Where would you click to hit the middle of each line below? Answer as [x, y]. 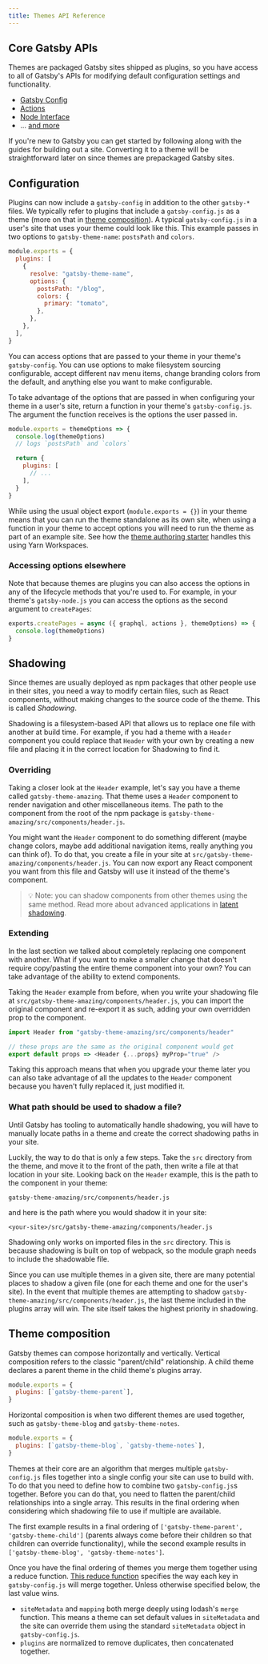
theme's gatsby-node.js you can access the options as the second [118, 600]
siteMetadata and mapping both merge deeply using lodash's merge [129, 1609]
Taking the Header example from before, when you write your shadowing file [133, 992]
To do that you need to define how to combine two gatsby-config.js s [123, 1485]
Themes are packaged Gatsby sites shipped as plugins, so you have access [133, 67]
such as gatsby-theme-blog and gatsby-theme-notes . [94, 1424]
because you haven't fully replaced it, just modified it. [97, 1086]
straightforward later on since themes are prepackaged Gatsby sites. [121, 158]
